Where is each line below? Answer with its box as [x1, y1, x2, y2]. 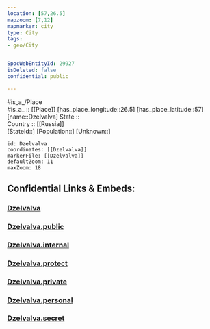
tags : [7, 36, 23, 42]
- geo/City [7, 42, 38, 49]
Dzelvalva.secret [7, 313, 65, 323]
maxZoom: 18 [7, 164, 41, 171]
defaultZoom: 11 [7, 158, 53, 165]
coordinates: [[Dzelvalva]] [7, 146, 88, 153]
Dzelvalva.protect [7, 258, 68, 268]
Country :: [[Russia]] [7, 119, 64, 127]
